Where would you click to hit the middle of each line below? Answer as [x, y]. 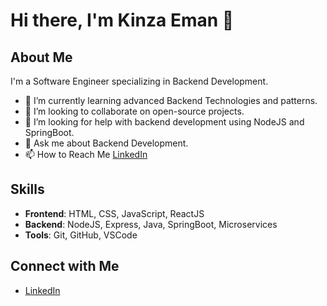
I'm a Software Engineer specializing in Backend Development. [139, 81]
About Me [41, 57]
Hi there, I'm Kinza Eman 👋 [122, 20]
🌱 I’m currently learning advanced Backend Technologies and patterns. [171, 100]
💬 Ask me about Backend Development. [106, 143]
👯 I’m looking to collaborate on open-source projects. [134, 111]
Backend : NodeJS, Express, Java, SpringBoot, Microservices [151, 224]
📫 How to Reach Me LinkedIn [86, 154]
